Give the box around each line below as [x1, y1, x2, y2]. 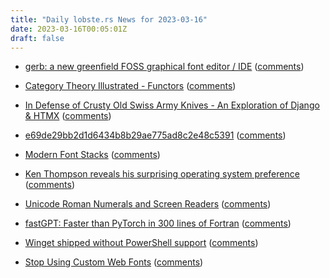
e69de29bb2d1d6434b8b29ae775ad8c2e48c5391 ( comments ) [24, 129, 287, 141]
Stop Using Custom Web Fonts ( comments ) [24, 256, 204, 268]
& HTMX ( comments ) [24, 110, 112, 122]
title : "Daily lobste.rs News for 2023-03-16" [10, 14, 208, 25]
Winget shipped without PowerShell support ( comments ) [24, 237, 259, 249]
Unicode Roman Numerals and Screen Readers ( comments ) [24, 198, 272, 210]
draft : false [10, 33, 65, 43]
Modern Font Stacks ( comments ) [24, 149, 161, 161]
